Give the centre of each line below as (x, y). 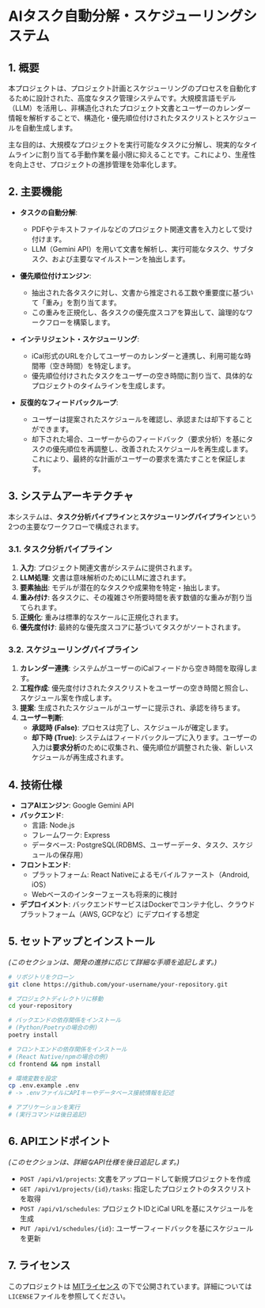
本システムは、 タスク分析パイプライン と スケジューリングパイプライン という (132, 516)
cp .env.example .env (44, 1086)
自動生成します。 (49, 128)
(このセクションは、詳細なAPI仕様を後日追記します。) (94, 1162)
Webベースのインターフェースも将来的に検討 (104, 895)
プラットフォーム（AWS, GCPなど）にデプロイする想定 (110, 914)
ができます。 (52, 429)
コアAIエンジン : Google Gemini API (77, 805)
